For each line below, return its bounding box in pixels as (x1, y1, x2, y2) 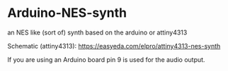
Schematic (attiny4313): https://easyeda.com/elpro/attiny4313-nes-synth (7, 41, 221, 50)
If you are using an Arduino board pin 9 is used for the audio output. (7, 55, 205, 64)
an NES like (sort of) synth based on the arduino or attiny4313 (7, 28, 188, 37)
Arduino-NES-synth (7, 5, 127, 21)
